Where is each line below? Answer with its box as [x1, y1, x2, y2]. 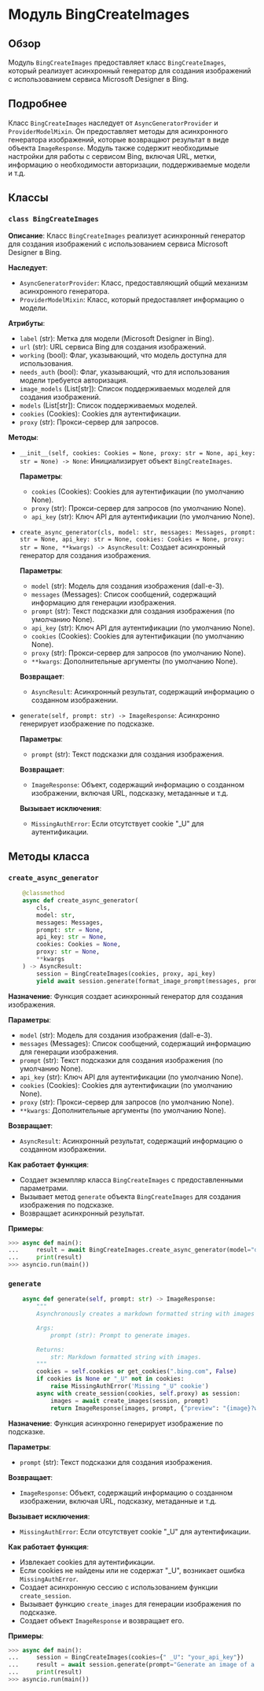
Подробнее [8, 97, 68, 111]
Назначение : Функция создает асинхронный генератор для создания [8, 991, 244, 1001]
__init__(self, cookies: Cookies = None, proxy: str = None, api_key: [19, 449, 256, 457]
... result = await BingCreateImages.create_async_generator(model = [8, 1246, 251, 1254]
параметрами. [19, 1183, 68, 1193]
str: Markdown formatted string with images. [49, 1352, 202, 1361]
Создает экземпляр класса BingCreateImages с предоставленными [19, 1175, 244, 1184]
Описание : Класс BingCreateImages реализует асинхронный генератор [8, 231, 246, 240]
